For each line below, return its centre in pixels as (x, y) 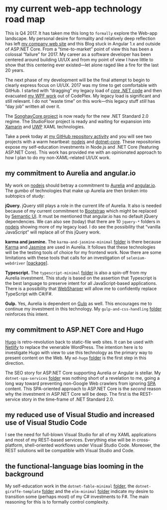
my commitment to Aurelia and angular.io (70, 173)
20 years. (15, 70)
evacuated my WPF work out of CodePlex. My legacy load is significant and (83, 96)
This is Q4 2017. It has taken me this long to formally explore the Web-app (81, 33)
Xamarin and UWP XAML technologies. (45, 127)
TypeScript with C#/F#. (29, 294)
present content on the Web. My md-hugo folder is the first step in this (76, 358)
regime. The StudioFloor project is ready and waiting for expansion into (78, 121)
